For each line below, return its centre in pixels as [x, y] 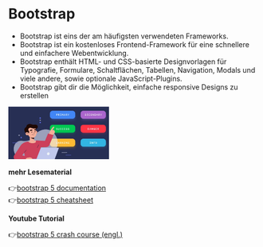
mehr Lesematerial [40, 172]
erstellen [34, 95]
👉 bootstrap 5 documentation [57, 188]
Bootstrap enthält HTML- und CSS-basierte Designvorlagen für [123, 62]
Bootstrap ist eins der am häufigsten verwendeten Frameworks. [124, 36]
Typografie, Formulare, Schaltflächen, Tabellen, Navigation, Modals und [137, 70]
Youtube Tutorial [37, 218]
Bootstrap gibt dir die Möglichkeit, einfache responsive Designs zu [129, 87]
